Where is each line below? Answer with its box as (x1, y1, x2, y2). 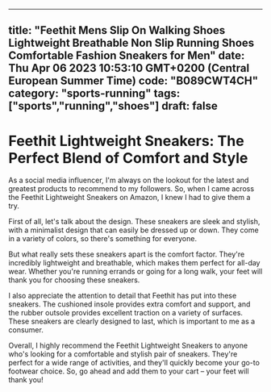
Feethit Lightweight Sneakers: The (8, 131, 244, 150)
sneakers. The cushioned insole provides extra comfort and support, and (8, 299, 251, 309)
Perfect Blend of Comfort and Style (8, 148, 248, 167)
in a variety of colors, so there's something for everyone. (8, 234, 198, 244)
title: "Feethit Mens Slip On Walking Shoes (8, 23, 226, 37)
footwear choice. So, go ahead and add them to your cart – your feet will (8, 366, 249, 376)
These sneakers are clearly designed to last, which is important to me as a (8, 316, 256, 327)
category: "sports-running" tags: (8, 86, 181, 101)
